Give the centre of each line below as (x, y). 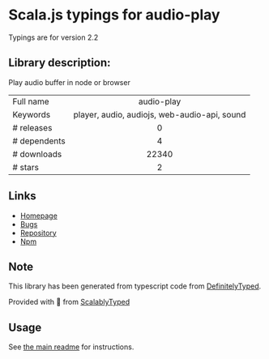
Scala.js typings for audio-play (114, 15)
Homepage (39, 216)
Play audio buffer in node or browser (70, 82)
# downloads (37, 154)
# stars (26, 167)
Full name (31, 101)
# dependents (39, 141)
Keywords (32, 114)
